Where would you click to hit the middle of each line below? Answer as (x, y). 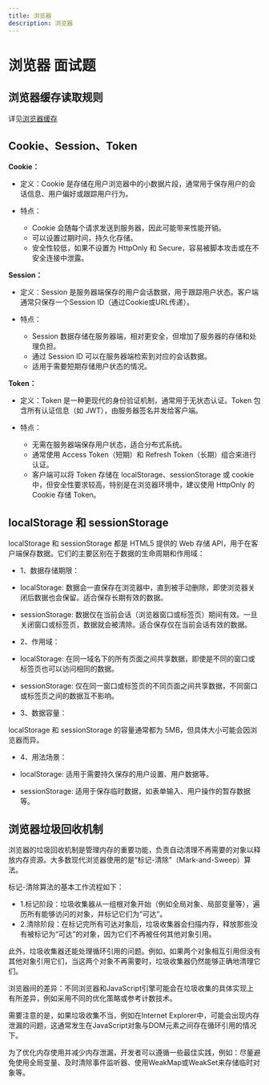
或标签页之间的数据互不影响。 (69, 696)
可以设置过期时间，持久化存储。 (84, 238)
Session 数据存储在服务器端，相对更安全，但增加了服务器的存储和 (141, 336)
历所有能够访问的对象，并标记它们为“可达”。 (93, 914)
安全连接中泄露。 (60, 258)
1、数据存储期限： (50, 571)
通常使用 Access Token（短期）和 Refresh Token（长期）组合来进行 (144, 455)
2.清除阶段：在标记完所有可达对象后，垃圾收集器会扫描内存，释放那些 (135, 924)
